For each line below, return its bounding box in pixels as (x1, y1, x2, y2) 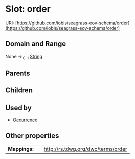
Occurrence (12, 117, 38, 123)
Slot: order (5, 3, 51, 15)
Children (5, 86, 33, 95)
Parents (5, 69, 30, 77)
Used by (5, 103, 32, 112)
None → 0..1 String (5, 53, 43, 61)
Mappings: (8, 145, 34, 152)
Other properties (5, 131, 59, 140)
